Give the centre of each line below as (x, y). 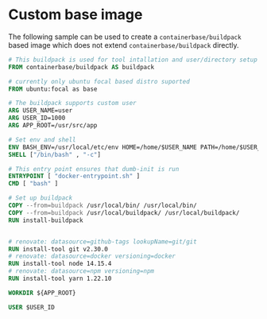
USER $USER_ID (32, 307)
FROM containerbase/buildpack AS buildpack (81, 67)
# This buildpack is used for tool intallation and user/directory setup (133, 60)
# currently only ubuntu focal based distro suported (99, 81)
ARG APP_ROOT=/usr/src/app (53, 126)
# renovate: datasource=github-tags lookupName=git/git (103, 241)
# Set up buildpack (41, 198)
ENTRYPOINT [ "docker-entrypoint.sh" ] (74, 177)
